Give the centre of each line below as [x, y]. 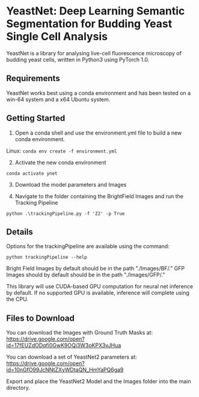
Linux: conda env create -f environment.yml [62, 151]
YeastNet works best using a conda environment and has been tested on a [99, 93]
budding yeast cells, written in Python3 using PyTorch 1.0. [78, 59]
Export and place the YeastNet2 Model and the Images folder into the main [99, 381]
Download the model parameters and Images [71, 184]
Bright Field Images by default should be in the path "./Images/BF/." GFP [96, 268]
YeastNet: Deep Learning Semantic [96, 11]
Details [20, 232]
